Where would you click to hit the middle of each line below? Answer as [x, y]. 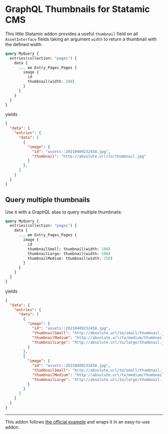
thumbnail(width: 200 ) [51, 82]
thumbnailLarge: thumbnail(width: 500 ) [69, 254]
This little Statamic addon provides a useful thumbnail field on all [72, 34]
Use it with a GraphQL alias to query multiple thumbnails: [64, 212]
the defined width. [24, 44]
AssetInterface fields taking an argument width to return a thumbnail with [81, 39]
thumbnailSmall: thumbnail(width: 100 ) [69, 249]
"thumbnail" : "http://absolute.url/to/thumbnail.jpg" [89, 156]
